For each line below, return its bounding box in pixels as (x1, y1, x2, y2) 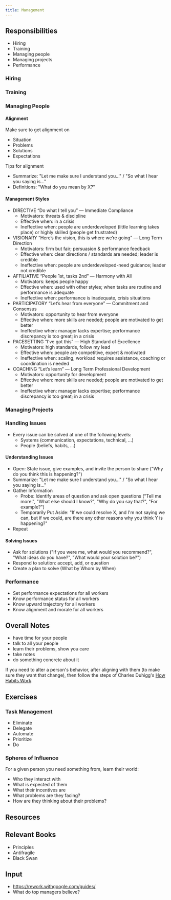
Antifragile (12, 850, 35, 856)
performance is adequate (20, 289, 74, 295)
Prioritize (12, 736, 32, 743)
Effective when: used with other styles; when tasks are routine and (20, 284, 161, 290)
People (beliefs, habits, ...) (20, 442, 76, 448)
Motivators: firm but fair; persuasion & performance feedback (20, 245, 151, 252)
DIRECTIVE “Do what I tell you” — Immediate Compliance (12, 207, 134, 214)
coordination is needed (20, 360, 69, 366)
